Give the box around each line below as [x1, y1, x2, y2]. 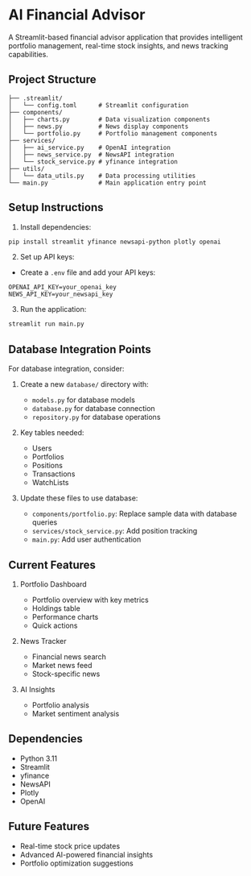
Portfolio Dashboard [19, 579, 87, 589]
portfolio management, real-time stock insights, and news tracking [8, 40, 228, 50]
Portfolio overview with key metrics [31, 595, 149, 604]
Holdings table [31, 603, 80, 613]
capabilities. [8, 49, 48, 59]
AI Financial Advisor [8, 6, 146, 24]
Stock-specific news [31, 669, 101, 679]
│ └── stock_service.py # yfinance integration [8, 157, 179, 166]
